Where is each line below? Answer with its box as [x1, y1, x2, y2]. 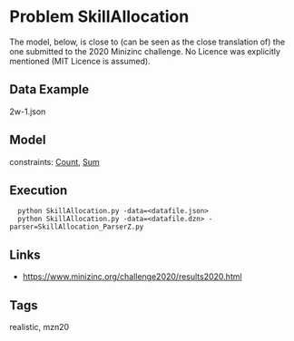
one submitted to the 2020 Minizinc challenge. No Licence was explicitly [9, 45, 281, 56]
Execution [9, 182, 68, 198]
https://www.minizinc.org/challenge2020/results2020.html [22, 271, 242, 282]
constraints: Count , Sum [9, 156, 100, 167]
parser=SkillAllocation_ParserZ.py [9, 222, 144, 232]
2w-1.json [9, 106, 46, 117]
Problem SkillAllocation [9, 6, 190, 27]
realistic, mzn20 [9, 322, 70, 332]
